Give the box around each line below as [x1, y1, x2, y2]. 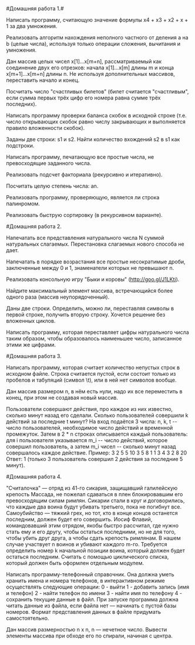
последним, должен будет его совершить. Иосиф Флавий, [6, 516, 153, 523]
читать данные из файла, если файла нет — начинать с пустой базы [6, 602, 177, 609]
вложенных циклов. [6, 318, 56, 324]
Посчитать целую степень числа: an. [6, 182, 99, 189]
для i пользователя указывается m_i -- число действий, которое [6, 437, 168, 443]
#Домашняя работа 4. [6, 473, 62, 480]
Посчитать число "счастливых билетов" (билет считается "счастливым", [6, 88, 189, 95]
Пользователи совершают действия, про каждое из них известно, [6, 406, 173, 412]
